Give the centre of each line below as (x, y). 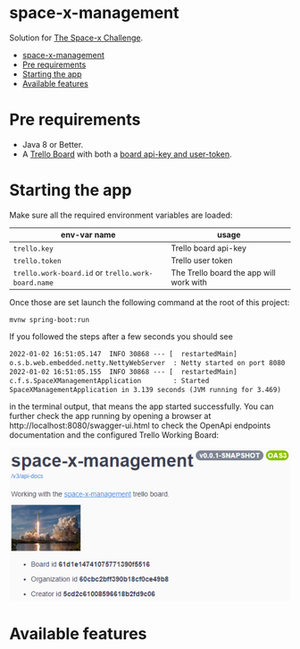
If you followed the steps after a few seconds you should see (121, 336)
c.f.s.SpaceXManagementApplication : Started (109, 380)
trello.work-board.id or (58, 273)
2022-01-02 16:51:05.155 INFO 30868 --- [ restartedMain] (124, 371)
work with (189, 282)
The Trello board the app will (223, 273)
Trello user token (202, 260)
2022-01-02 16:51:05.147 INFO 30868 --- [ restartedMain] (124, 354)
